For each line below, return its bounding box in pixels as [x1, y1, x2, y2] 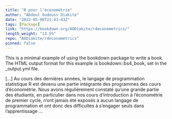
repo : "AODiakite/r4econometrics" [5, 36, 80, 41]
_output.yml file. [5, 65, 40, 72]
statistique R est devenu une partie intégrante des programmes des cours [5, 81, 161, 87]
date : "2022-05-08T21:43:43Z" [5, 17, 70, 22]
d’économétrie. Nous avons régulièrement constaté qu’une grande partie [5, 86, 159, 92]
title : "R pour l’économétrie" [5, 7, 72, 13]
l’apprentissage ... [5, 108, 43, 114]
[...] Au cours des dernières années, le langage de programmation [5, 75, 145, 82]
